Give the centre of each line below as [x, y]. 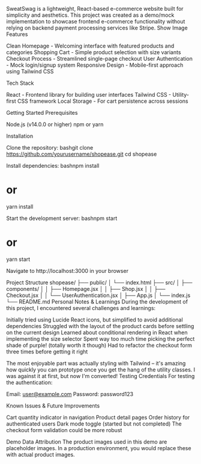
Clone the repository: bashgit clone [50, 148]
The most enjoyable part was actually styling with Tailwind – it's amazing [96, 363]
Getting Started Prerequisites [42, 113]
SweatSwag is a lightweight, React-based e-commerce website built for [95, 9]
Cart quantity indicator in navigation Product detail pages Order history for [98, 417]
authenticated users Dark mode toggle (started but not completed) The [94, 424]
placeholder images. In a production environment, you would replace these [99, 448]
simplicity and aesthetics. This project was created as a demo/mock [90, 15]
